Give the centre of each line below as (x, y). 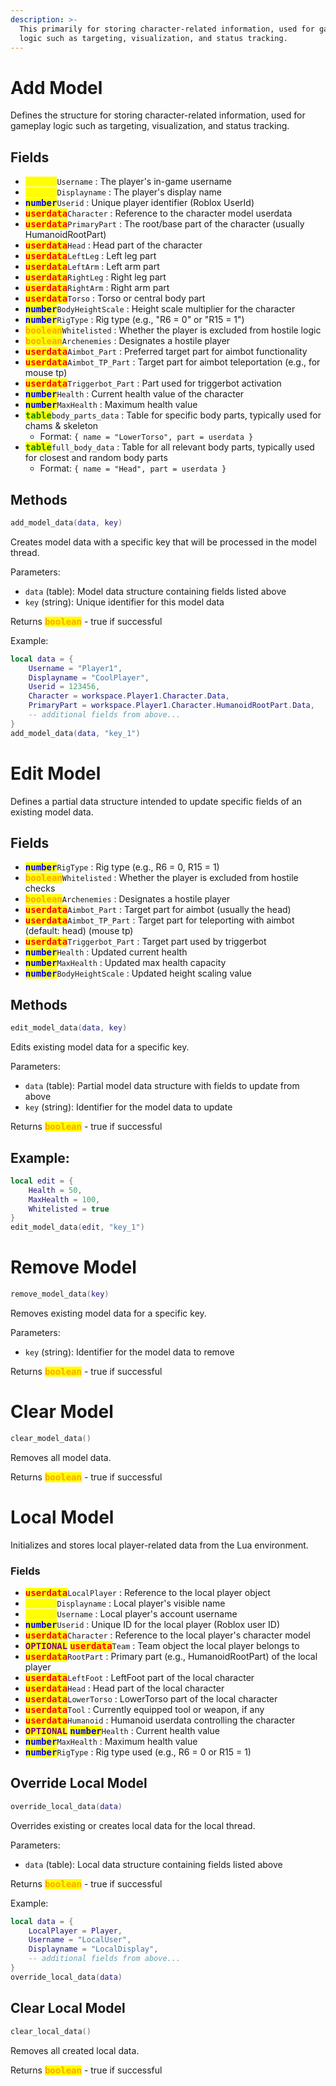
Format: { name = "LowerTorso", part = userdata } (146, 437)
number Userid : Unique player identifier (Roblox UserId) (139, 203)
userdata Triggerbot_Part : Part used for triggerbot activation (153, 383)
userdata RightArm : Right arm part (97, 288)
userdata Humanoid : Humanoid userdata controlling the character (160, 1720)
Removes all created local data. (75, 2050)
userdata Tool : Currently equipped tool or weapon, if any (144, 1710)
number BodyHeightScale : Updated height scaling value (138, 973)
